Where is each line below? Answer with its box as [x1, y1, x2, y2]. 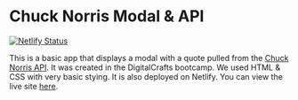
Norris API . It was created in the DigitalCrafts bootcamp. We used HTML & [9, 62, 281, 73]
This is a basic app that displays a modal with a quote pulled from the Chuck [9, 52, 289, 63]
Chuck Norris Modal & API [9, 6, 205, 27]
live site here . [9, 81, 59, 91]
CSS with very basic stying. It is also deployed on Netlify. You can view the [9, 71, 283, 81]
